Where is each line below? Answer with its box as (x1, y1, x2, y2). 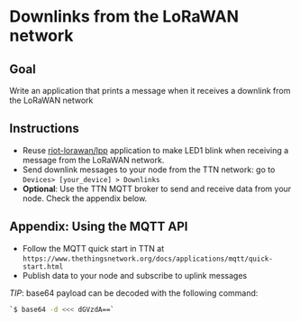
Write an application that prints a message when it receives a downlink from (9, 86, 291, 96)
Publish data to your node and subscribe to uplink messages (22, 270, 248, 281)
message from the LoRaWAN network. (22, 154, 165, 165)
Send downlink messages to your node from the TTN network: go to (22, 164, 276, 175)
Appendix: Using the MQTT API (9, 219, 188, 235)
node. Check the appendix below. (22, 192, 148, 204)
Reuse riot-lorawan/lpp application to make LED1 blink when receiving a (22, 144, 289, 155)
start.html (22, 262, 64, 271)
